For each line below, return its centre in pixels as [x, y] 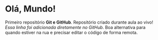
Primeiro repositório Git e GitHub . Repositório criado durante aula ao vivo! [79, 22]
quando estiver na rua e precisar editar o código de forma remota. [71, 32]
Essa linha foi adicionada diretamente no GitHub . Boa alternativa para [75, 27]
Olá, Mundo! [30, 9]
